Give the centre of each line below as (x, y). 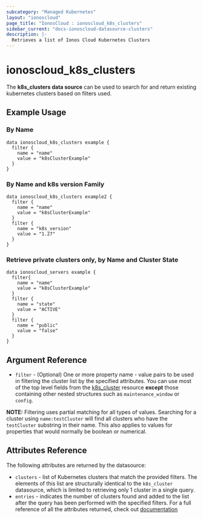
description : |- (27, 35)
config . (24, 401)
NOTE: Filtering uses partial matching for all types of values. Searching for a (101, 412)
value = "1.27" (36, 234)
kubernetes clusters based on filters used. (59, 93)
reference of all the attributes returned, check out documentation (96, 509)
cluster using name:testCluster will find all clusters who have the (87, 419)
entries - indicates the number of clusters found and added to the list (102, 496)
